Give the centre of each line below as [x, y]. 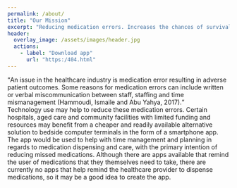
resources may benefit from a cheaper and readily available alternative [110, 125]
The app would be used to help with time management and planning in [110, 139]
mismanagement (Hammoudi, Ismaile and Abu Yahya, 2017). [95, 102]
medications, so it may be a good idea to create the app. [89, 177]
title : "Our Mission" [39, 20]
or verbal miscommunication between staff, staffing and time [96, 94]
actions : [26, 46]
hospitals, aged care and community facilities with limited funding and [109, 117]
